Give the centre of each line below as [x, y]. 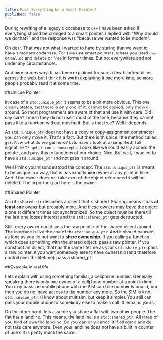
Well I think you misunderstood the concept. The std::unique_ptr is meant [80, 167]
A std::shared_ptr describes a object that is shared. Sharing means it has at [82, 201]
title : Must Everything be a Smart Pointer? [51, 9]
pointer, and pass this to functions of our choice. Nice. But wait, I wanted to [81, 152]
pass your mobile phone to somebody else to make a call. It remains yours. [80, 302]
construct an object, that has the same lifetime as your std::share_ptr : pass [81, 247]
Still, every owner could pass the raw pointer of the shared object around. [79, 226]
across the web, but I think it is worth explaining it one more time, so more [79, 78]
